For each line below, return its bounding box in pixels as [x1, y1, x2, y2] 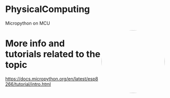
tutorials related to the [5, 49, 101, 60]
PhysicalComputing [5, 4, 90, 15]
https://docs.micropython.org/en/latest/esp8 [5, 75, 99, 81]
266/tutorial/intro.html [5, 81, 51, 87]
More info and [5, 38, 65, 49]
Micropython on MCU [5, 20, 51, 26]
